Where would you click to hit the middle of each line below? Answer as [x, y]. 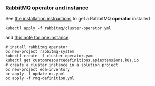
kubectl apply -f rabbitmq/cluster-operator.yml [58, 28]
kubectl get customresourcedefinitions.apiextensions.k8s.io [72, 60]
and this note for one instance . [38, 38]
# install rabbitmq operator [36, 47]
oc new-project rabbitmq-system [40, 52]
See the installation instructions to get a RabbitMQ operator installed [78, 19]
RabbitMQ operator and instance [47, 8]
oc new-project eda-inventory [38, 70]
